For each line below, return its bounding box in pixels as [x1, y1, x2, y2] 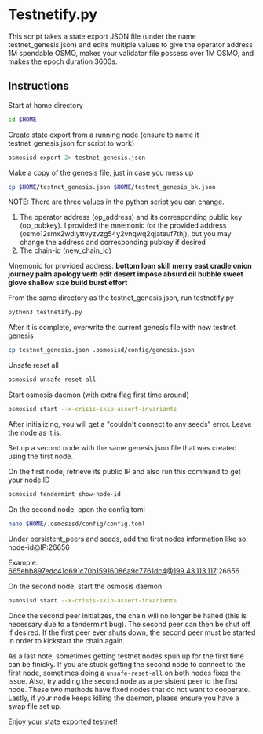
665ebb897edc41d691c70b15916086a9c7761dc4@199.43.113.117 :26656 [8, 565, 240, 576]
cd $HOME [8, 116, 37, 124]
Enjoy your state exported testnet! [8, 717, 118, 726]
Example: [8, 558, 38, 567]
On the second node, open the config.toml [8, 504, 145, 513]
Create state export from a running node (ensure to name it [8, 130, 199, 139]
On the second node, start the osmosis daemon [8, 581, 163, 591]
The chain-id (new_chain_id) [19, 246, 112, 255]
